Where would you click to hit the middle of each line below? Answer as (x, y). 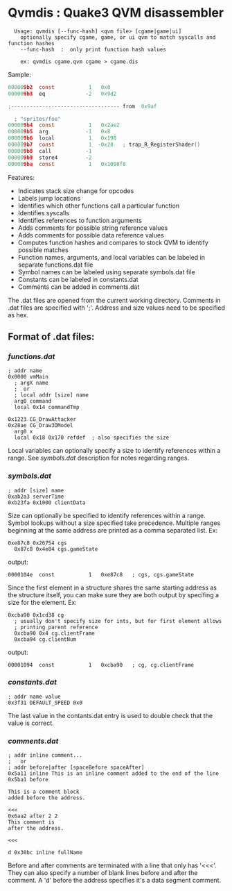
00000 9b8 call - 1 (50, 151)
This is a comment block (44, 792)
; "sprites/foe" (37, 119)
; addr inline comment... (45, 756)
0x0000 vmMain (28, 377)
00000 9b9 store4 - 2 (50, 158)
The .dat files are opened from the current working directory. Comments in (114, 300)
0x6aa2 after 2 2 (33, 816)
